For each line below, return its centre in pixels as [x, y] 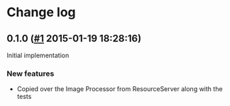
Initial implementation [38, 55]
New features [31, 73]
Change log [41, 12]
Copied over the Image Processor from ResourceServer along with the [120, 89]
